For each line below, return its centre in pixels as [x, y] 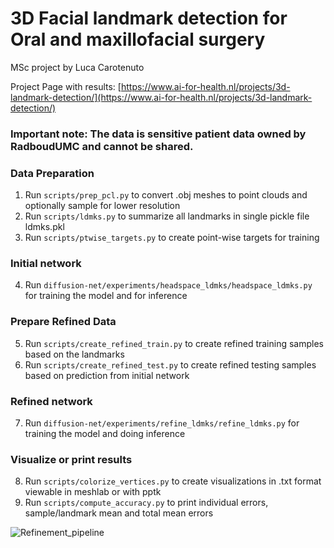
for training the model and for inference [106, 296]
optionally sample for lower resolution [102, 206]
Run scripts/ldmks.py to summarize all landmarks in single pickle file [167, 216]
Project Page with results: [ [66, 86]
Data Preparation [52, 173]
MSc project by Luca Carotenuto [77, 67]
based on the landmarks [74, 354]
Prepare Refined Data [63, 322]
